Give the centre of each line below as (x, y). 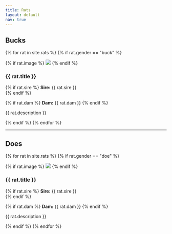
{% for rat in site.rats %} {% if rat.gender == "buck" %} (63, 53)
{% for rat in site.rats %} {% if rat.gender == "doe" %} (62, 156)
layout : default (23, 15)
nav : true (16, 19)
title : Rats (18, 10)
